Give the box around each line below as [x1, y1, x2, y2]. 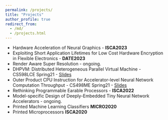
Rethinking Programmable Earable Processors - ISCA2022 [12, 88, 134, 93]
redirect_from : [5, 21, 37, 27]
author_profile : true [5, 17, 51, 22]
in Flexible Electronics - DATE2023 [12, 55, 86, 61]
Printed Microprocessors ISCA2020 [12, 109, 88, 115]
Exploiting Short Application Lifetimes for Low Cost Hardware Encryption [12, 50, 163, 56]
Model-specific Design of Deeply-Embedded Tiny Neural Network [12, 93, 150, 99]
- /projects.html [10, 31, 46, 36]
